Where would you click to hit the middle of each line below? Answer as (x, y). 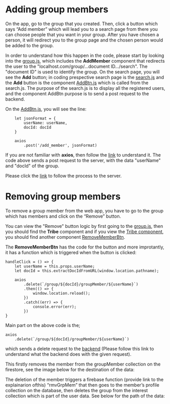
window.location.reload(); (61, 293)
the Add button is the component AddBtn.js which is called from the (77, 83)
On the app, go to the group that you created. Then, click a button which (81, 24)
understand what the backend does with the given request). (68, 354)
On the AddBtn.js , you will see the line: (46, 109)
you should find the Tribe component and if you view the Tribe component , (84, 232)
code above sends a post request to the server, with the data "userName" (83, 160)
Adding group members (57, 9)
